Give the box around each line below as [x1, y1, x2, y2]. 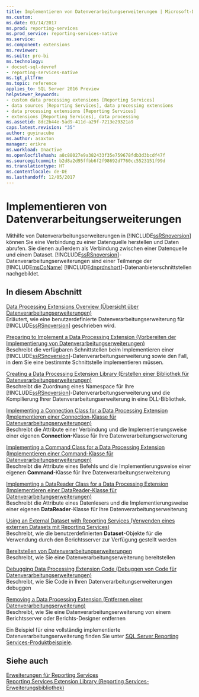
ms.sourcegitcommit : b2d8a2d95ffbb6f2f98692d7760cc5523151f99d [6, 158, 166, 164]
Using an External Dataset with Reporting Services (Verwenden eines [6, 517, 175, 524]
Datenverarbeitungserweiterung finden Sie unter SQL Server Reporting [6, 632, 179, 639]
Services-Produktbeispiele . [6, 639, 73, 646]
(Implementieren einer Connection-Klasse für [6, 413, 117, 420]
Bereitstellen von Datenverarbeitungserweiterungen [6, 547, 132, 555]
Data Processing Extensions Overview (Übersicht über [6, 303, 139, 310]
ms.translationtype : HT [6, 163, 65, 169]
